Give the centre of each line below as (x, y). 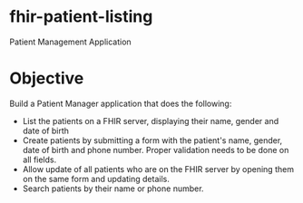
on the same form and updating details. (96, 179)
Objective (47, 78)
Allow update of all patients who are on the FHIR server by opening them (158, 169)
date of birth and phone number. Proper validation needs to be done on (156, 150)
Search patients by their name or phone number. (113, 188)
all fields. (39, 159)
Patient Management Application (70, 42)
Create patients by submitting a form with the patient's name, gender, (152, 140)
